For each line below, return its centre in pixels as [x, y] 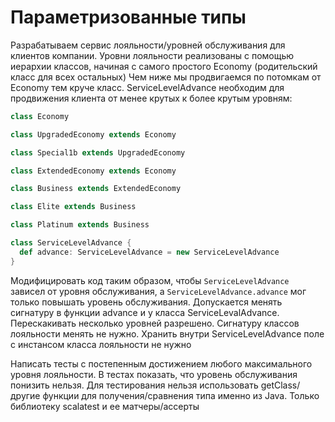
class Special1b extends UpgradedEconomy [98, 152]
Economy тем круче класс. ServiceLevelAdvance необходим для [147, 87]
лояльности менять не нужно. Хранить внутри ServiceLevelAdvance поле [167, 333]
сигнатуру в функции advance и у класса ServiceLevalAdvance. [145, 312]
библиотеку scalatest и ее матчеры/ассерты [105, 406]
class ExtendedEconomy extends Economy [93, 171]
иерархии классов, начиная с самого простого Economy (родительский [164, 66]
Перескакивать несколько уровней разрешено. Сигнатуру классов [155, 323]
